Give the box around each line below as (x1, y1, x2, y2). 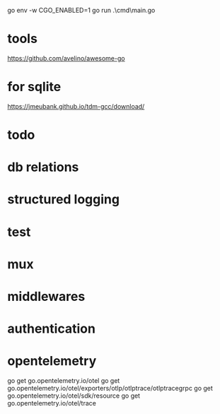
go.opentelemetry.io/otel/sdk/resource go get (7, 391, 140, 400)
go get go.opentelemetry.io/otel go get (7, 377, 120, 385)
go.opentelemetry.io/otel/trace (7, 399, 97, 408)
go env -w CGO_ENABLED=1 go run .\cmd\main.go (7, 6, 156, 14)
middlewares (7, 289, 86, 304)
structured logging (7, 191, 120, 208)
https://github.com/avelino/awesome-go (7, 54, 125, 62)
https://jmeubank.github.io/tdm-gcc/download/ (7, 102, 145, 110)
